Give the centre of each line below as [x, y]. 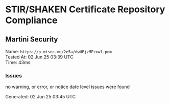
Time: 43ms [18, 62]
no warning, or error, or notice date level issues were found [68, 87]
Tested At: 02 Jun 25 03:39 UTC [40, 57]
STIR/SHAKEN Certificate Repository [85, 9]
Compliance [31, 20]
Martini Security [32, 39]
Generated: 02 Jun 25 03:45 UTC [40, 97]
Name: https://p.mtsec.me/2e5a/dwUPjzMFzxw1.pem [59, 51]
